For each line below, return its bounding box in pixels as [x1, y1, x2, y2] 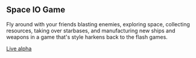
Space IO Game [6, 5, 65, 15]
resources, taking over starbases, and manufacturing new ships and [6, 27, 175, 34]
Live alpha [6, 45, 32, 52]
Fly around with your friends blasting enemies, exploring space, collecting [6, 20, 190, 28]
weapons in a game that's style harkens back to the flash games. [6, 33, 168, 41]
